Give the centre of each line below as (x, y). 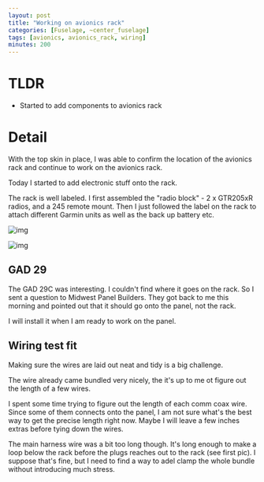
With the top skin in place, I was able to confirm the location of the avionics (130, 159)
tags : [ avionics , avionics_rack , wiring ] (77, 37)
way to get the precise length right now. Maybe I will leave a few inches (124, 420)
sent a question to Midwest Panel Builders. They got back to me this (119, 297)
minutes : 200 (30, 45)
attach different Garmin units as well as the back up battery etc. (112, 215)
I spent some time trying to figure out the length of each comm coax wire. (128, 403)
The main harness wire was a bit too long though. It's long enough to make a (132, 444)
